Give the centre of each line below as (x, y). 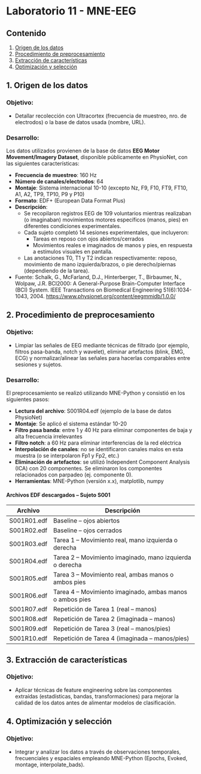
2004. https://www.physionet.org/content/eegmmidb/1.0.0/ (103, 296)
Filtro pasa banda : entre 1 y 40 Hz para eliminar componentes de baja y (103, 430)
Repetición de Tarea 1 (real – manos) (105, 609)
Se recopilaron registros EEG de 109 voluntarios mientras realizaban (107, 213)
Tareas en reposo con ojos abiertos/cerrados (89, 239)
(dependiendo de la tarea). (57, 271)
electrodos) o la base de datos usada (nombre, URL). (80, 122)
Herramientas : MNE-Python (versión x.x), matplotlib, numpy (89, 481)
